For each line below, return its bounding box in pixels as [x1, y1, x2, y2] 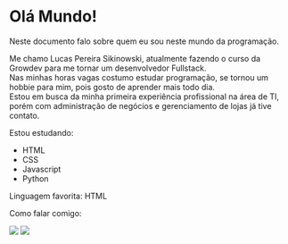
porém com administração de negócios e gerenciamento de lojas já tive [9, 100, 272, 111]
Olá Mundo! [9, 6, 98, 27]
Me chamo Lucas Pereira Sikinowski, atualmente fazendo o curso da [9, 53, 261, 63]
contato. [9, 110, 40, 121]
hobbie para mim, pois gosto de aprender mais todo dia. [9, 81, 216, 92]
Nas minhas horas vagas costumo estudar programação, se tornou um [9, 72, 269, 82]
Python [21, 172, 49, 184]
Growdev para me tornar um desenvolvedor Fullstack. [9, 63, 207, 73]
